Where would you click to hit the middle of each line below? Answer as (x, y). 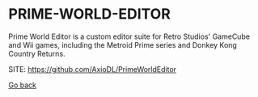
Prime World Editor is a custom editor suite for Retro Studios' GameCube (129, 36)
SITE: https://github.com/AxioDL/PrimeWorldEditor (92, 69)
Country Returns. (37, 53)
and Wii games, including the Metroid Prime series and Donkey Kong (123, 44)
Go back (23, 85)
